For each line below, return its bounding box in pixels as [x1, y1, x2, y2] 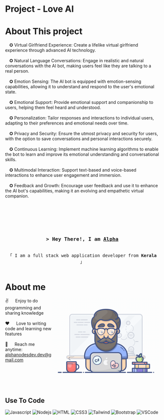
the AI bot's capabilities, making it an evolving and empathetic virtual [5, 188, 144, 194]
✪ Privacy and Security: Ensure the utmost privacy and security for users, [9, 131, 158, 137]
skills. [5, 157, 17, 163]
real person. [5, 68, 29, 74]
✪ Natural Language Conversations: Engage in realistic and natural [9, 58, 144, 64]
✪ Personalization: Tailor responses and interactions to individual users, [9, 115, 154, 121]
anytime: [5, 346, 23, 352]
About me [5, 281, 46, 293]
